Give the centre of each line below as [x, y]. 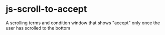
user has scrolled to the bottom [38, 28]
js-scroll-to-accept [46, 9]
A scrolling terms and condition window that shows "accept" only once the [83, 23]
